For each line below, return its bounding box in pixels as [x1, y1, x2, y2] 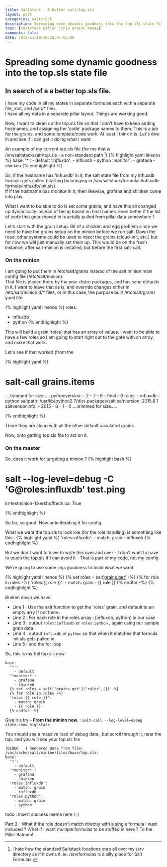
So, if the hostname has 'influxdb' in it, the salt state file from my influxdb [5, 172, 155, 178]
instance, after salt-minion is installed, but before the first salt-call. [5, 245, 142, 250]
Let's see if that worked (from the [5, 349, 74, 355]
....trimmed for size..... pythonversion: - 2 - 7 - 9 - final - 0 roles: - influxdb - [5, 392, 160, 398]
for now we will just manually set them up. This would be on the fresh [5, 239, 148, 245]
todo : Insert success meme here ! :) [5, 811, 80, 817]
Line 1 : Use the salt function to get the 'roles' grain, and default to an [12, 604, 154, 610]
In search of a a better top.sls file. [5, 87, 111, 95]
